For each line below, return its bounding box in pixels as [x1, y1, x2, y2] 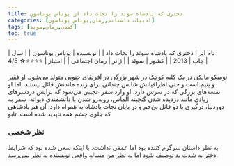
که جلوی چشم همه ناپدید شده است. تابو [8, 110, 111, 119]
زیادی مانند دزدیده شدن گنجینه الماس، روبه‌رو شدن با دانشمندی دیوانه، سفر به [8, 95, 208, 103]
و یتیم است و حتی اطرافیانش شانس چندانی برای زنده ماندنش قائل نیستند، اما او [8, 80, 215, 89]
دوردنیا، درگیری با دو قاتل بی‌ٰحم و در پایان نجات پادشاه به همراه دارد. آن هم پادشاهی [8, 103, 225, 111]
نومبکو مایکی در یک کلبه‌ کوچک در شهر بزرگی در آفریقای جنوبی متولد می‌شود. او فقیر [8, 73, 228, 81]
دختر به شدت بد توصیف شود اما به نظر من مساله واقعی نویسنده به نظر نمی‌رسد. [8, 151, 219, 159]
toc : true [8, 29, 37, 37]
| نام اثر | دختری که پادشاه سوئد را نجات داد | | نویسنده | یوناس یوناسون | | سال [8, 49, 215, 57]
